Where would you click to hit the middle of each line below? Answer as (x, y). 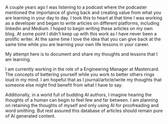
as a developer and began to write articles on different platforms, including (82, 23)
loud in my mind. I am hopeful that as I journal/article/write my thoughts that (83, 80)
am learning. (18, 59)
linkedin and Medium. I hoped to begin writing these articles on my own (79, 28)
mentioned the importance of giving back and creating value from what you (83, 12)
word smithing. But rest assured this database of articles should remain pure (84, 110)
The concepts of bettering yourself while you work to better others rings (80, 74)
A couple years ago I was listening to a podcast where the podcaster (76, 7)
